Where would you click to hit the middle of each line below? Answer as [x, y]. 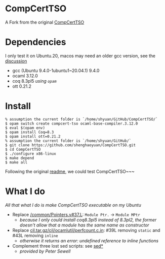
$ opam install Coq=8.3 [30, 132]
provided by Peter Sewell [45, 251]
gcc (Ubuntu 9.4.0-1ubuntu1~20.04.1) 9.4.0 [56, 70]
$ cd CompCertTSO [23, 149]
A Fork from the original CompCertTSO [45, 22]
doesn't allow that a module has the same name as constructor [84, 225]
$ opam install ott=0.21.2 [33, 136]
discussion [16, 61]
